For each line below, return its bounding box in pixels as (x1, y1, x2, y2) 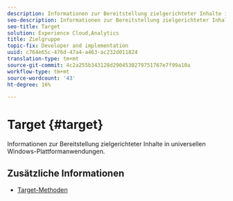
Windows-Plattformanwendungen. (7, 147, 105, 156)
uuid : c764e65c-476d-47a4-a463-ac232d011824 (7, 49, 138, 56)
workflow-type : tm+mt (7, 68, 70, 75)
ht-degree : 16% (7, 81, 51, 88)
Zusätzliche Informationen (7, 167, 125, 179)
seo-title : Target (7, 23, 60, 30)
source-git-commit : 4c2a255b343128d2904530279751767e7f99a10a (7, 62, 191, 69)
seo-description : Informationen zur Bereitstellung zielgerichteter (7, 17, 209, 24)
